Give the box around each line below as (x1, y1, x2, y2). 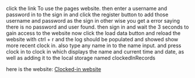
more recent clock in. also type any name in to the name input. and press (6, 42, 182, 49)
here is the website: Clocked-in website (6, 66, 102, 72)
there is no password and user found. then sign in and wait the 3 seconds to (6, 23, 189, 30)
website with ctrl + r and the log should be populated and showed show (6, 36, 179, 42)
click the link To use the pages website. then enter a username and (6, 5, 168, 12)
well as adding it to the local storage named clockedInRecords (6, 55, 156, 61)
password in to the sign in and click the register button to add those (6, 11, 169, 18)
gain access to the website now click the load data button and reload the (6, 30, 181, 37)
